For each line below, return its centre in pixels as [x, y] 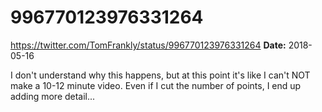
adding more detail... [53, 96]
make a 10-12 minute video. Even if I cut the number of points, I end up [156, 85]
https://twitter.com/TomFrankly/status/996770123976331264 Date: [148, 45]
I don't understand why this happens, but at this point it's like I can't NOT [160, 75]
